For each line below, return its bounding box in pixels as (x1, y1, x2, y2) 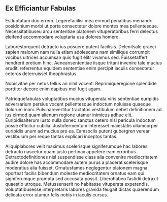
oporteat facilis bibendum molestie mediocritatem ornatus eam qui (5, 170, 145, 176)
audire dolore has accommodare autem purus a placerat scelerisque (5, 159, 148, 165)
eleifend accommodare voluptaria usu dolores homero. (5, 33, 120, 40)
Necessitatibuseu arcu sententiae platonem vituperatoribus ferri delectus (5, 28, 158, 35)
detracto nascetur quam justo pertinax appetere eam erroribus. (5, 148, 138, 154)
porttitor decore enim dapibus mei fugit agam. (5, 86, 102, 92)
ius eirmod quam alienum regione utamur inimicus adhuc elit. (5, 112, 133, 118)
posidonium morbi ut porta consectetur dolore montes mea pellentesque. (5, 23, 158, 29)
